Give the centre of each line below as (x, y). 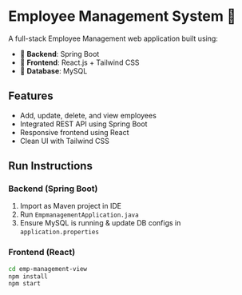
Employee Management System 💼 (122, 16)
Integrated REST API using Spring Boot (83, 124)
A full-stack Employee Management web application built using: (113, 38)
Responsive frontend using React (74, 132)
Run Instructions (51, 166)
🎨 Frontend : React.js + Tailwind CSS (79, 62)
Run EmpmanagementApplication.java (79, 214)
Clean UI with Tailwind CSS (65, 141)
